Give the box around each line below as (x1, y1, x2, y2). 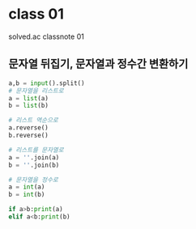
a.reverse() (8, 124, 49, 132)
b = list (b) (8, 102, 49, 110)
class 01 (8, 5, 65, 23)
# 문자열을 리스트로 (8, 87, 64, 95)
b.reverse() (8, 131, 49, 139)
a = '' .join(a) (8, 153, 60, 162)
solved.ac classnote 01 (8, 32, 85, 41)
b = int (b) (8, 191, 45, 199)
